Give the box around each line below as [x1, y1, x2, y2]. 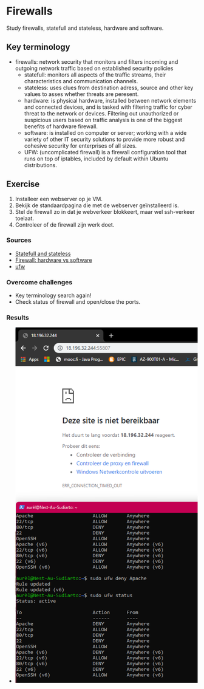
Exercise [6, 179, 40, 190]
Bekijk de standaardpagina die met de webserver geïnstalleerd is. [15, 202, 179, 209]
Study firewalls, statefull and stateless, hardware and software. [6, 24, 164, 32]
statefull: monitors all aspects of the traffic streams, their [24, 71, 166, 78]
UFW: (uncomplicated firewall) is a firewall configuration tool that [24, 148, 187, 156]
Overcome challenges [6, 278, 73, 286]
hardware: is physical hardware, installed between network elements [24, 97, 196, 104]
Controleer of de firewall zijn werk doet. [15, 221, 115, 228]
